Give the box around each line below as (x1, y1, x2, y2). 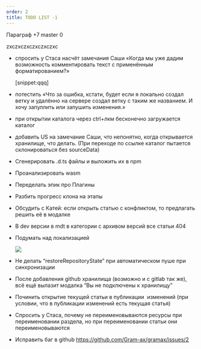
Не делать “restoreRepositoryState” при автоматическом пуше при (14, 257, 187, 264)
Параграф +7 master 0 (6, 31, 63, 38)
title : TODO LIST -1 (6, 14, 58, 20)
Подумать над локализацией (14, 234, 90, 241)
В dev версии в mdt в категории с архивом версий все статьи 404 (14, 222, 186, 230)
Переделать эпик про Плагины (14, 181, 95, 188)
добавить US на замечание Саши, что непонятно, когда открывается (14, 133, 193, 140)
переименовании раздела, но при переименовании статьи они (14, 318, 178, 325)
